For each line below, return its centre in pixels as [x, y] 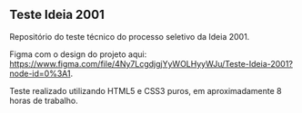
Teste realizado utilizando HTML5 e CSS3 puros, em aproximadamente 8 [146, 90]
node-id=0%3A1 [40, 73]
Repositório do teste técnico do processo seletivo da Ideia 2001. [130, 36]
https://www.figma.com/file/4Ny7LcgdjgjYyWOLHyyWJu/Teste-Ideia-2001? [151, 63]
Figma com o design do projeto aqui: [78, 54]
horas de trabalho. [44, 100]
